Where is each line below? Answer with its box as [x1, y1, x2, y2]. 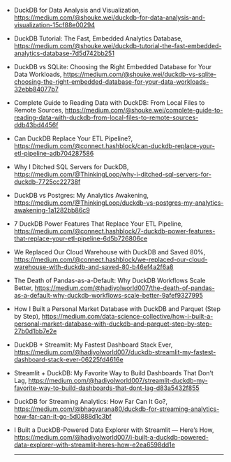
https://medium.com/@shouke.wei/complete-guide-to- [65, 106, 223, 114]
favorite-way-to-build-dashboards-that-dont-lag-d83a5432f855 [13, 384, 200, 392]
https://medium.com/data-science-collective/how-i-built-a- [41, 312, 214, 320]
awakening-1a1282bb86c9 [13, 206, 91, 214]
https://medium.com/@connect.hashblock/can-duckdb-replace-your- [13, 142, 215, 150]
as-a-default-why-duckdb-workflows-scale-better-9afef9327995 [13, 291, 204, 299]
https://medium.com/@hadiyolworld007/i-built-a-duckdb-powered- [13, 433, 209, 441]
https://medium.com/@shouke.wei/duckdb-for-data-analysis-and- [13, 13, 206, 22]
